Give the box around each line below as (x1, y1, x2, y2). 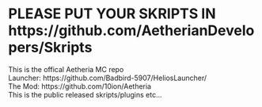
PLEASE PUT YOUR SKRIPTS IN (8, 5, 216, 23)
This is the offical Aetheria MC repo (8, 64, 124, 74)
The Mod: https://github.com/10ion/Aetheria (8, 81, 152, 91)
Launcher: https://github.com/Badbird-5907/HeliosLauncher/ (8, 73, 207, 82)
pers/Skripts (8, 39, 93, 56)
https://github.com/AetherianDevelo (8, 21, 255, 40)
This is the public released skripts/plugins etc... (8, 90, 162, 99)
